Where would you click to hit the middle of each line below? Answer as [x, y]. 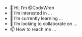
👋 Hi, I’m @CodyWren [32, 8]
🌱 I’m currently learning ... [36, 18]
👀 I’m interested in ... [31, 13]
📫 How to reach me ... [33, 29]
